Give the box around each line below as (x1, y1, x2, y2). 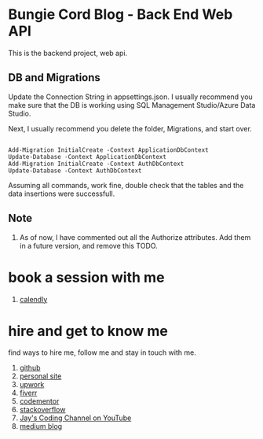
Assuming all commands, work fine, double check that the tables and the (8, 180, 244, 190)
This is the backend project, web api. (8, 48, 128, 57)
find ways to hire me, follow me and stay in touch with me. (8, 348, 196, 357)
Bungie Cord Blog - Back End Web (8, 6, 233, 24)
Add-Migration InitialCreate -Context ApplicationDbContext (8, 146, 210, 154)
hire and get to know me (8, 322, 169, 340)
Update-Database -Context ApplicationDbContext (8, 153, 167, 160)
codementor (19, 397, 60, 406)
